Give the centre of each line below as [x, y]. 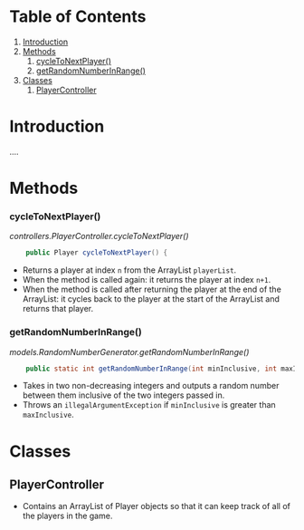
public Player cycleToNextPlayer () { [97, 253]
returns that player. [57, 309]
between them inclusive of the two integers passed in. [123, 395]
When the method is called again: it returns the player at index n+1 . [147, 280]
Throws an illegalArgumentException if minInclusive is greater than [149, 405]
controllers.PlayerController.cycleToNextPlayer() [99, 236]
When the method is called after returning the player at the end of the [152, 289]
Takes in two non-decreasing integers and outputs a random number [151, 386]
